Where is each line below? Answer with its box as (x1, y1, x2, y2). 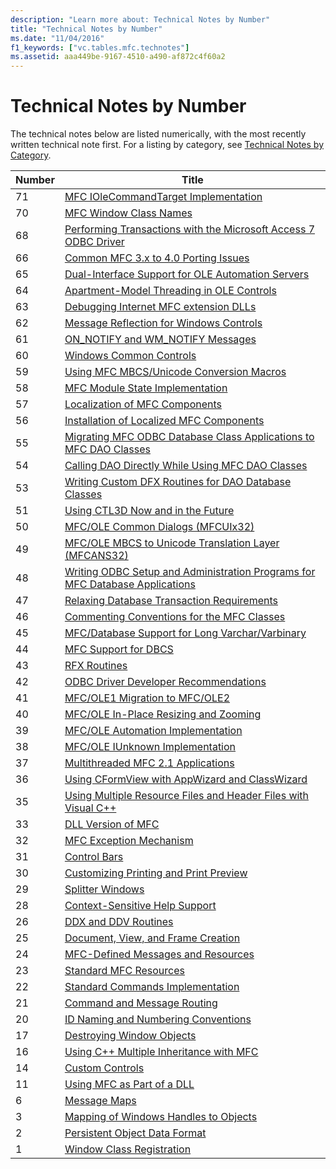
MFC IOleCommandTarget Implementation (64, 190, 263, 204)
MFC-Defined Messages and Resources (64, 947, 255, 961)
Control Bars (64, 850, 124, 864)
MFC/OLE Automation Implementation (64, 724, 243, 738)
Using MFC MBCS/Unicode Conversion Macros (64, 365, 287, 379)
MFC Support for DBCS (64, 642, 174, 656)
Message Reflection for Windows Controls (64, 316, 263, 330)
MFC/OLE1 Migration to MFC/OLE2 (64, 691, 231, 705)
